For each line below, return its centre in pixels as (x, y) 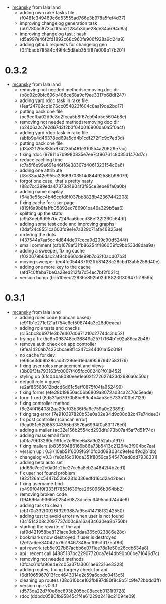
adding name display (41, 192)
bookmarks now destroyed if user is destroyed (68, 537)
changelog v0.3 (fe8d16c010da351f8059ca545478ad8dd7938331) (89, 457)
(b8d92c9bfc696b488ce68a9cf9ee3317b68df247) (73, 95)
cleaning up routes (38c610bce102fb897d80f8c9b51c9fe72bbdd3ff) (91, 580)
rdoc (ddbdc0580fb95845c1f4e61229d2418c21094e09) (77, 596)
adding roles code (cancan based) (55, 318)
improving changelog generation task (58, 23)
